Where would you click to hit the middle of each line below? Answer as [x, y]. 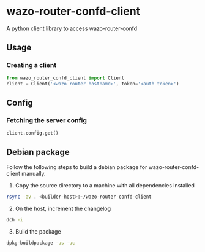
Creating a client [32, 65]
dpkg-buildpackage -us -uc [41, 243]
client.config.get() [33, 133]
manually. [33, 173]
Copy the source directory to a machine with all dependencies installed [105, 185]
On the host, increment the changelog [63, 208]
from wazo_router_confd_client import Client [65, 78]
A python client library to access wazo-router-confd [72, 28]
